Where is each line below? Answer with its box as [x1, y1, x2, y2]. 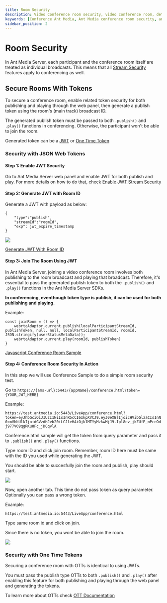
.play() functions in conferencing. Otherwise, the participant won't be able [5, 123, 160, 128]
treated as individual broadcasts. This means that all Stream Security [5, 64, 146, 70]
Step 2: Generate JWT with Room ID [5, 190, 81, 196]
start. [5, 468, 16, 474]
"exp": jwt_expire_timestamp [14, 224, 75, 229]
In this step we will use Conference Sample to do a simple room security [5, 372, 153, 378]
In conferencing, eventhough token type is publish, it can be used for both [5, 294, 162, 300]
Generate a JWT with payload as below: [5, 201, 87, 207]
